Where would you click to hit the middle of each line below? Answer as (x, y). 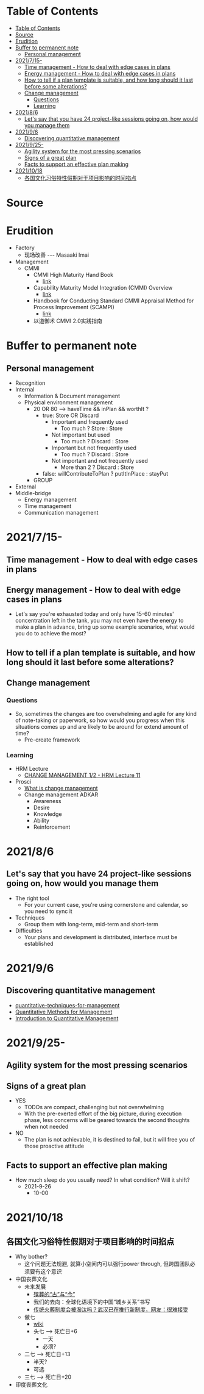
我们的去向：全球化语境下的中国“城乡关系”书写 (92, 1302)
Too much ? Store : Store (92, 429)
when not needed (46, 1127)
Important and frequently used (90, 422)
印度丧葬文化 (31, 1385)
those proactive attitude (54, 1146)
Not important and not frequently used (100, 461)
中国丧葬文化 (31, 1279)
